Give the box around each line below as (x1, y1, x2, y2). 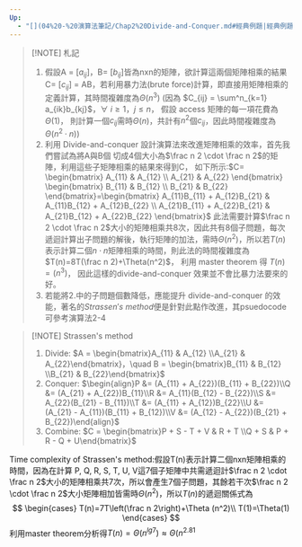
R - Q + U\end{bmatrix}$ (44, 436, 137, 446)
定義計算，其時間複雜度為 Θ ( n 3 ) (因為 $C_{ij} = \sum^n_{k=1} (44, 91, 268, 103)
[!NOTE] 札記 (31, 47, 80, 58)
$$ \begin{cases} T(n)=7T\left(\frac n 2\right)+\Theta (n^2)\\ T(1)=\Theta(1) (12, 502, 290, 513)
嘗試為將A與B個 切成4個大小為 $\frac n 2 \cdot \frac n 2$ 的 (52, 150, 271, 161)
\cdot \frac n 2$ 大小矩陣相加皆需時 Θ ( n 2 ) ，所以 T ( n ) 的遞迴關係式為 (9, 487, 253, 498)
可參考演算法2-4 (44, 313, 106, 323)
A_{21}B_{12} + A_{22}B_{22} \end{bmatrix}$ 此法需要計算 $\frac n (44, 210, 290, 221)
